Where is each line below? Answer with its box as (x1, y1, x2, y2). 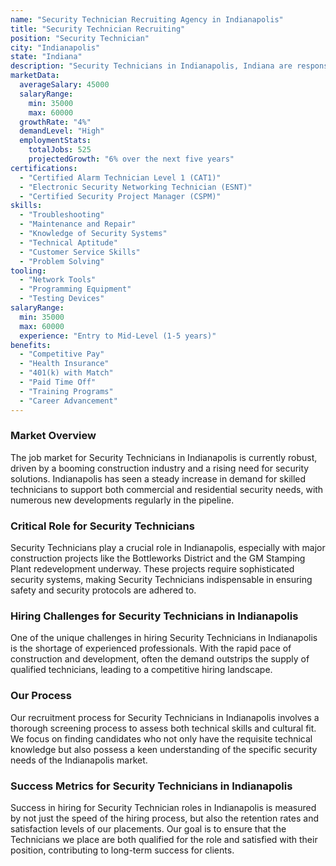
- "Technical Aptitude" (19, 237, 118, 248)
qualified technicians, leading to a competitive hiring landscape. (10, 664, 273, 676)
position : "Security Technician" (10, 33, 150, 43)
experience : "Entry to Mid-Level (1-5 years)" (19, 331, 217, 341)
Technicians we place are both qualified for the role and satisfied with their (10, 833, 318, 845)
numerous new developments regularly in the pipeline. (10, 494, 235, 506)
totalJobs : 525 (28, 145, 92, 155)
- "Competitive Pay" (19, 349, 105, 360)
